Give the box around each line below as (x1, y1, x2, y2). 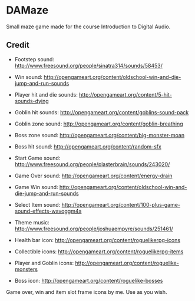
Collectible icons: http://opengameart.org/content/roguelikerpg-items (14, 248, 184, 255)
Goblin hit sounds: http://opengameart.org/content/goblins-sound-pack (14, 108, 189, 115)
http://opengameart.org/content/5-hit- (78, 91, 172, 98)
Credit (6, 40, 29, 50)
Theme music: (14, 219, 49, 226)
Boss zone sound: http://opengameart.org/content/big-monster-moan (14, 131, 184, 138)
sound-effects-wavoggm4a (14, 207, 82, 214)
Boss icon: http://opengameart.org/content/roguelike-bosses (14, 277, 163, 284)
